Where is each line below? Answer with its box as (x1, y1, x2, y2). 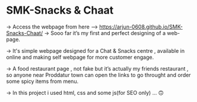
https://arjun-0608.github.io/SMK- (99, 23, 183, 30)
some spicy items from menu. (6, 78, 79, 85)
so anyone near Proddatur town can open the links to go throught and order (6, 71, 191, 78)
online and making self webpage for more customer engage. (6, 53, 154, 60)
